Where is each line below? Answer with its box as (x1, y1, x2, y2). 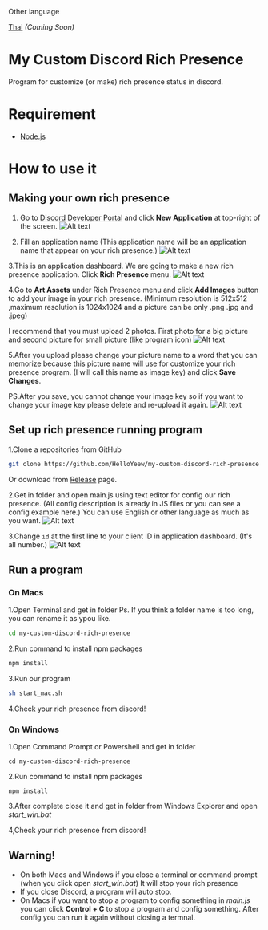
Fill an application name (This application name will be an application (19, 237, 246, 246)
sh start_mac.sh (8, 689, 62, 697)
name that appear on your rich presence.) (19, 245, 158, 255)
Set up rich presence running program (8, 423, 202, 437)
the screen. (19, 221, 58, 231)
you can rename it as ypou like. (8, 614, 111, 623)
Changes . (8, 376, 42, 385)
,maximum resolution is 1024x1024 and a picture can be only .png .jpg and (8, 302, 254, 311)
